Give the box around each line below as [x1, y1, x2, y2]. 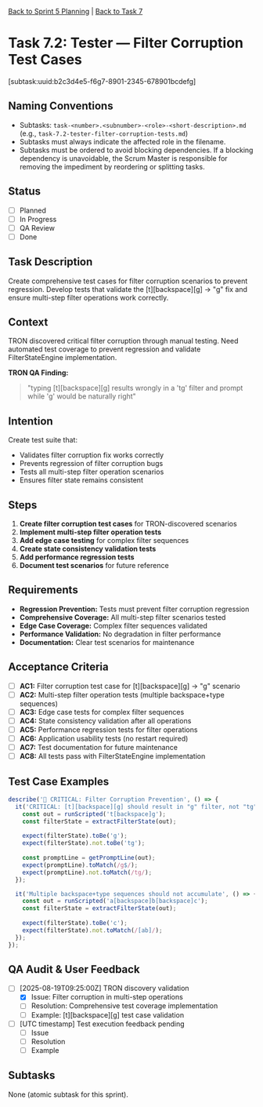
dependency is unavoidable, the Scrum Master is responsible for [19, 153, 229, 163]
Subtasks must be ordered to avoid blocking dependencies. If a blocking [19, 145, 254, 155]
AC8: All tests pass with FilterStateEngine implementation [19, 752, 206, 761]
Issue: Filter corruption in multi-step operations [31, 992, 184, 1002]
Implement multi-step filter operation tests [19, 527, 162, 537]
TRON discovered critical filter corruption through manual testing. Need [8, 337, 239, 346]
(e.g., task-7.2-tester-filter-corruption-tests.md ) [19, 129, 189, 138]
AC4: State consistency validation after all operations [19, 716, 192, 725]
